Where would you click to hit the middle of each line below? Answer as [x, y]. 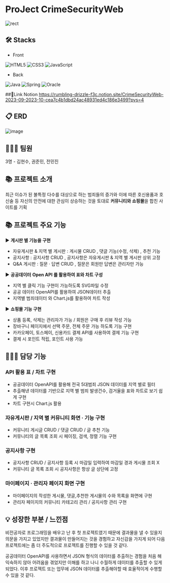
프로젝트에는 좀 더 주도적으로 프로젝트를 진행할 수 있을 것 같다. [67, 545]
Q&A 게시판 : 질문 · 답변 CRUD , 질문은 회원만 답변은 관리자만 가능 [78, 264]
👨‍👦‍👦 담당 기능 [26, 356]
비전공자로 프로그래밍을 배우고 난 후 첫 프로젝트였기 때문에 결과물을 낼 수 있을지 [84, 533]
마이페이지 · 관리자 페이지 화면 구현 [45, 483]
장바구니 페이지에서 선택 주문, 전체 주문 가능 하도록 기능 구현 [72, 326]
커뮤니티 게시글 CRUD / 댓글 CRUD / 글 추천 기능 [61, 430]
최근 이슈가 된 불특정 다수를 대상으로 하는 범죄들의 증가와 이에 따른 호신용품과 [82, 195]
